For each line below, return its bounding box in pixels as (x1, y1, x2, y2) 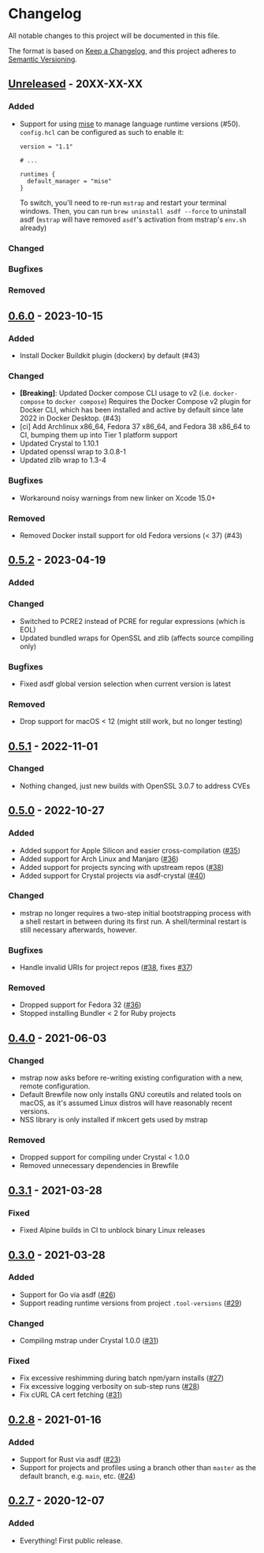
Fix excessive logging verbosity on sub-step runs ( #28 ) (19, 1382, 200, 1391)
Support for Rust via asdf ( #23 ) (19, 1454, 121, 1464)
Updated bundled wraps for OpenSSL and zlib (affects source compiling (19, 633, 254, 643)
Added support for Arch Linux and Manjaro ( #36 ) (19, 853, 179, 864)
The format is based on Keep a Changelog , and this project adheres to (8, 46, 236, 55)
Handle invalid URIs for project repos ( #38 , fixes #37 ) (19, 963, 193, 972)
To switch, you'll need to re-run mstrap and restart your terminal (19, 198, 227, 207)
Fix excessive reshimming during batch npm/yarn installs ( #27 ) (19, 1373, 225, 1383)
